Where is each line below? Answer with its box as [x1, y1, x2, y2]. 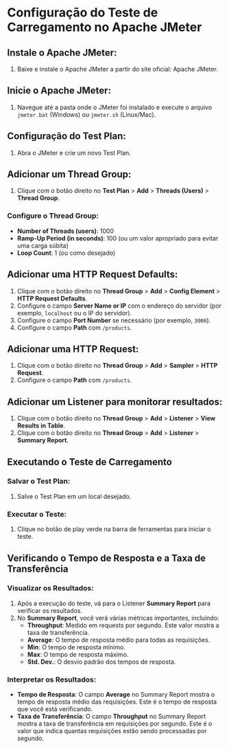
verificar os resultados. [16, 606, 83, 614]
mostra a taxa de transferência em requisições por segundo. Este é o [16, 719, 213, 728]
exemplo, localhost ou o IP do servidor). [16, 309, 132, 317]
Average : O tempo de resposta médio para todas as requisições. [27, 636, 210, 644]
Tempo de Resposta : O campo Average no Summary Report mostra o [16, 691, 215, 699]
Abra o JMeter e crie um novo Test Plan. [16, 148, 132, 157]
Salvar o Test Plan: [7, 476, 71, 486]
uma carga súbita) [16, 241, 69, 249]
